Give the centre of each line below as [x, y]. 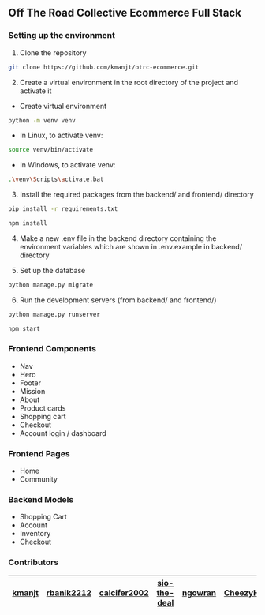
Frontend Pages [39, 453]
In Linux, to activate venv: [61, 135]
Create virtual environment [63, 106]
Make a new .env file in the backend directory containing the [118, 238]
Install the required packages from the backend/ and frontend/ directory [136, 195]
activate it [35, 91]
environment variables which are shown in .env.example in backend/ [131, 246]
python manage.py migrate [50, 285]
